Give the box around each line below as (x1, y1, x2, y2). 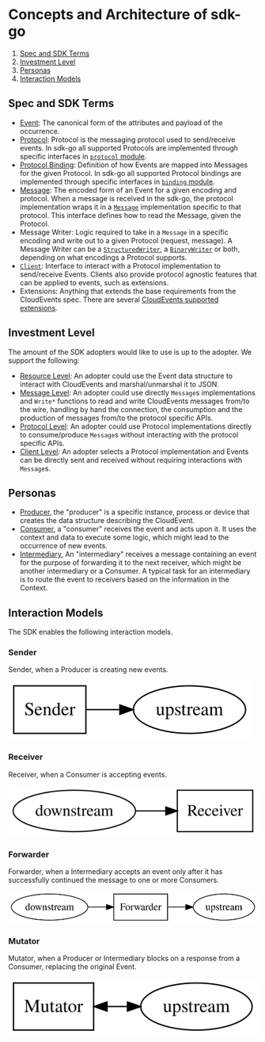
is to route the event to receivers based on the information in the (19, 574, 229, 584)
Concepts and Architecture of (8, 6, 208, 24)
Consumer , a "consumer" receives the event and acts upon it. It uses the (19, 525, 257, 534)
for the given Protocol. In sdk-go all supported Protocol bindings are (19, 168, 242, 177)
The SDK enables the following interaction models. (8, 628, 173, 637)
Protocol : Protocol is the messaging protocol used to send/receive (19, 135, 236, 144)
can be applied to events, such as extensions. (19, 277, 169, 287)
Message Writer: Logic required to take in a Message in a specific (19, 227, 229, 237)
